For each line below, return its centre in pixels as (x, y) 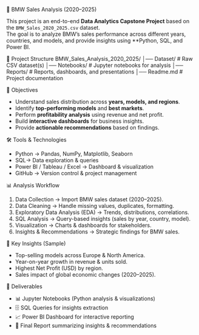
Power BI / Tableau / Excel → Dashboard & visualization (84, 167)
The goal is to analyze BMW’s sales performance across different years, (96, 34)
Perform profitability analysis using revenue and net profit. (89, 115)
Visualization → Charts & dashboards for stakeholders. (83, 225)
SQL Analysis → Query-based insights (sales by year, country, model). (103, 219)
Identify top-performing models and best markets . (79, 108)
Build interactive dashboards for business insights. (79, 121)
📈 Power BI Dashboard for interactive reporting (75, 317)
